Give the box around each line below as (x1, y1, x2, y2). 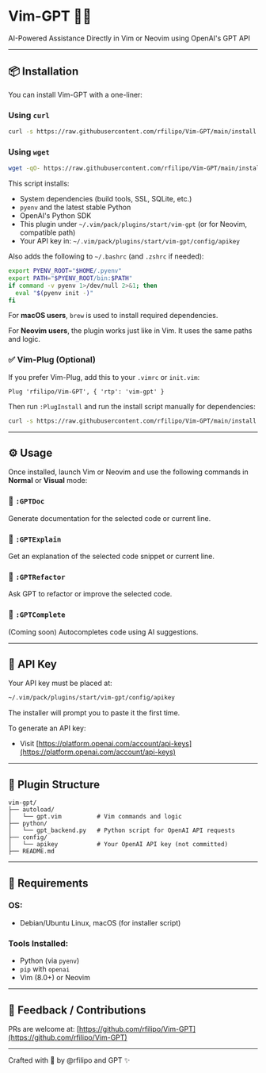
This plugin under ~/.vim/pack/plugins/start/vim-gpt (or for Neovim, (19, 220, 248, 229)
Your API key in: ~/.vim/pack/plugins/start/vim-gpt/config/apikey (19, 236, 240, 246)
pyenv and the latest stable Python (19, 202, 131, 213)
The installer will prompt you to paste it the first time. (8, 708, 180, 718)
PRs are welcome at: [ (8, 1024, 80, 1033)
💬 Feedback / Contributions (8, 1003, 146, 1017)
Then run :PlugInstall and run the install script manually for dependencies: (8, 401, 256, 411)
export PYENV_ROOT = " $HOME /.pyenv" (8, 267, 123, 275)
